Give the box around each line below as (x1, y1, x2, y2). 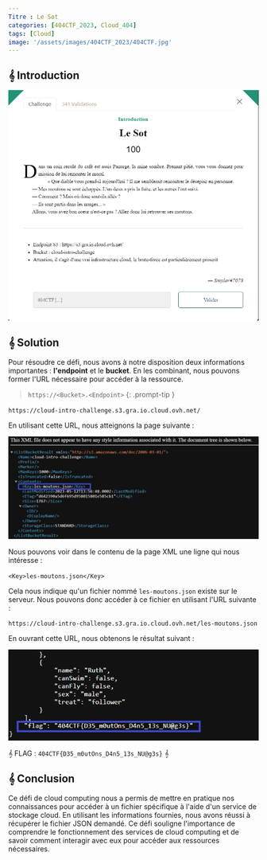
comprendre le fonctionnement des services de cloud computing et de (8, 827, 240, 836)
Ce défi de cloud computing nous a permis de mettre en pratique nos (8, 793, 234, 803)
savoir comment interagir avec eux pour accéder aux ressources (8, 835, 220, 845)
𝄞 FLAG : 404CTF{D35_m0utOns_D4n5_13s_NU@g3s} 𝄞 (8, 749, 169, 758)
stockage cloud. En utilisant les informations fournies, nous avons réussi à (8, 810, 251, 819)
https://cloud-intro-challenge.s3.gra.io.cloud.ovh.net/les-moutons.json (8, 620, 258, 628)
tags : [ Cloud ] (8, 29, 56, 37)
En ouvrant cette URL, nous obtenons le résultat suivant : (8, 634, 195, 643)
